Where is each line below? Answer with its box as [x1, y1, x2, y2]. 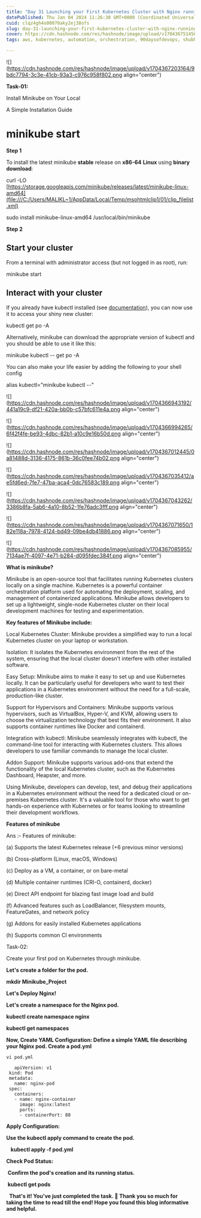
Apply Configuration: [6, 1123, 60, 1130]
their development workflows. [6, 808, 80, 816]
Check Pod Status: [6, 1157, 54, 1165]
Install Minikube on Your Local [6, 94, 81, 101]
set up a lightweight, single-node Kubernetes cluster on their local [6, 601, 169, 608]
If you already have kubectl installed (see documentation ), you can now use [6, 304, 193, 311]
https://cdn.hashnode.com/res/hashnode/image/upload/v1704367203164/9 [8, 65, 195, 72]
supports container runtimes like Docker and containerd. [6, 723, 145, 730]
